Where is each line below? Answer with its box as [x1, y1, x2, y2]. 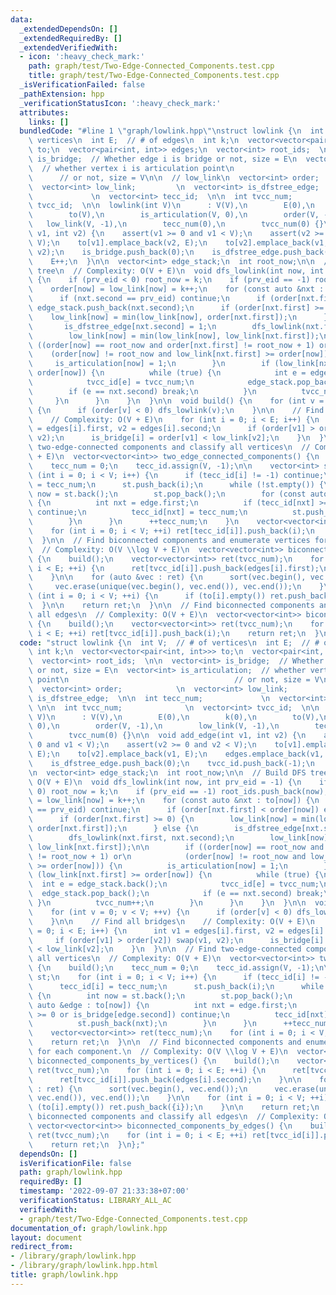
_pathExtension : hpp [19, 89, 105, 99]
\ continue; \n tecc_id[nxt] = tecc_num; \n [28, 507, 248, 518]
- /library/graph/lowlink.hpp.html [10, 1261, 159, 1271]
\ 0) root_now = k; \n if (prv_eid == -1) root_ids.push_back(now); [28, 786, 329, 796]
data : [10, 14, 33, 25]
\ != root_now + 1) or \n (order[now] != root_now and [28, 851, 307, 861]
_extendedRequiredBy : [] [19, 33, 123, 43]
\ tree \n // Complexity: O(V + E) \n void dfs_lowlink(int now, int [28, 266, 325, 276]
